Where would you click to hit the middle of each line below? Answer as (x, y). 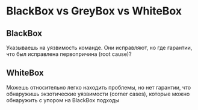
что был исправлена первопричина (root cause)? (69, 54)
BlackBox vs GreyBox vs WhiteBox (94, 11)
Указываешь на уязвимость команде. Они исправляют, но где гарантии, (99, 47)
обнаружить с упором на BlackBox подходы (63, 100)
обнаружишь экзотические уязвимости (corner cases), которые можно (98, 94)
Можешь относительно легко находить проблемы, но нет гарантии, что (99, 87)
